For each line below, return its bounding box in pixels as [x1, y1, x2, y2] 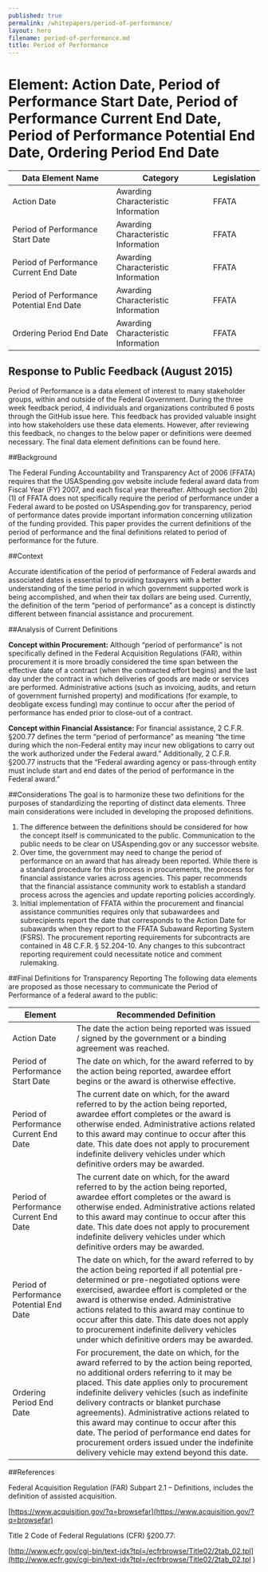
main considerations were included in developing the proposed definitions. [8, 806, 254, 816]
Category [142, 172, 179, 184]
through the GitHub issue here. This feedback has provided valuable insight [8, 411, 257, 421]
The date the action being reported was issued [76, 1023, 251, 1034]
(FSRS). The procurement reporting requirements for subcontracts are [19, 932, 250, 942]
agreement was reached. [76, 1043, 170, 1054]
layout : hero [8, 26, 52, 34]
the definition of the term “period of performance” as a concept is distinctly [8, 600, 256, 610]
